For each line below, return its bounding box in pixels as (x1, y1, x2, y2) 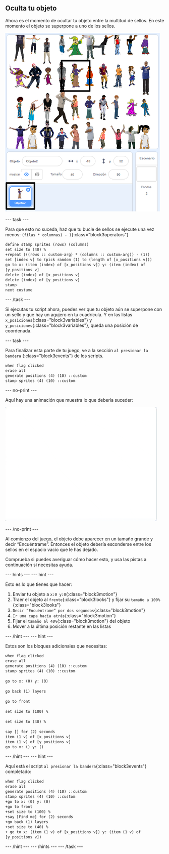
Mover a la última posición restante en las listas (12, 623, 111, 629)
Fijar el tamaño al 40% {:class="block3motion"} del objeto (12, 618, 131, 624)
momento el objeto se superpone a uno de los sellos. (5, 23, 116, 29)
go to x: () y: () (5, 744, 44, 749)
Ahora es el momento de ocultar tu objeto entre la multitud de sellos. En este (5, 17, 164, 23)
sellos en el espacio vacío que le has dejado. (5, 546, 98, 552)
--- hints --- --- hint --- (5, 571, 54, 577)
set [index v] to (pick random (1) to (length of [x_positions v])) (5, 257, 152, 262)
